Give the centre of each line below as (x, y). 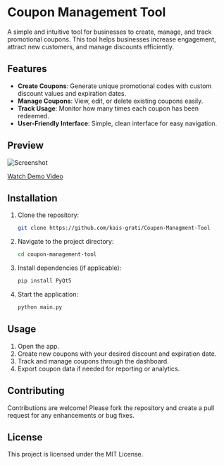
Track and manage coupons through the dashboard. (93, 361)
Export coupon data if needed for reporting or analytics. (99, 368)
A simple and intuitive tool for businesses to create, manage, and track (110, 32)
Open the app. (38, 346)
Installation (32, 198)
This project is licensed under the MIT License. (75, 454)
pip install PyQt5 (44, 281)
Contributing (36, 391)
